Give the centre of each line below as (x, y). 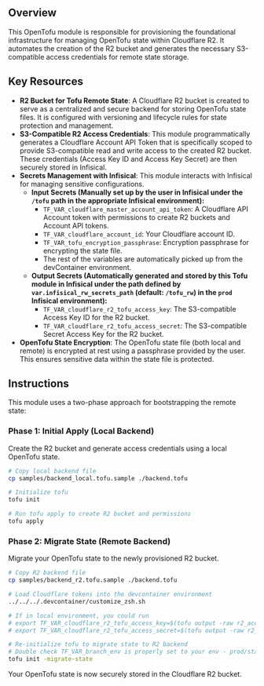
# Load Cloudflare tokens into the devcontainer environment (110, 595)
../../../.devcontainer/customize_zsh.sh (77, 601)
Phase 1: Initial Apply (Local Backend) (81, 431)
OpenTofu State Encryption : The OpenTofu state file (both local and (130, 342)
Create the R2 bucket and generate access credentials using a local (118, 448)
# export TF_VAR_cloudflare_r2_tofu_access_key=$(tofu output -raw (121, 623)
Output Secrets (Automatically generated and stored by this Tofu (139, 275)
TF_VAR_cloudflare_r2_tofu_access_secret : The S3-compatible (145, 326)
